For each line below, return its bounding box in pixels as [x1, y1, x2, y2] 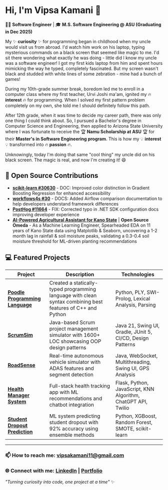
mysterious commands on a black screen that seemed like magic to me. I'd [5, 49, 159, 55]
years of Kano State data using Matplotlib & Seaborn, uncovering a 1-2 [12, 227, 157, 233]
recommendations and [49, 395, 102, 402]
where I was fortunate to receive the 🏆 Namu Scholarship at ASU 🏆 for [5, 128, 155, 135]
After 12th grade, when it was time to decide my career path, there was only [5, 112, 161, 118]
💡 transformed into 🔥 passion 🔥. [5, 141, 72, 147]
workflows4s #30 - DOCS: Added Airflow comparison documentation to [12, 195, 162, 202]
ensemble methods [49, 431, 95, 438]
